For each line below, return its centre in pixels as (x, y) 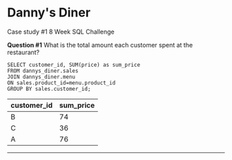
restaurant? (23, 52)
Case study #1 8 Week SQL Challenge (61, 32)
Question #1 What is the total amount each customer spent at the (100, 45)
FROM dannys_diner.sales (43, 71)
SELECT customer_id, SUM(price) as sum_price (74, 65)
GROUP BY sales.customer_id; (49, 89)
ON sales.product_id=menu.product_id (61, 83)
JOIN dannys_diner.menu (41, 77)
